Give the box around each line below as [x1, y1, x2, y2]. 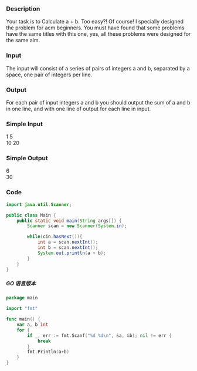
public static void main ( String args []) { [16, 218, 122, 224]
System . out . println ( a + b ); [37, 250, 107, 256]
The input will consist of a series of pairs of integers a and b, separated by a [6, 65, 191, 72]
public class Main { [6, 212, 57, 218]
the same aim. [6, 37, 40, 44]
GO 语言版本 [6, 280, 36, 286]
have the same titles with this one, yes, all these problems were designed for [6, 31, 191, 38]
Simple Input [6, 120, 43, 128]
